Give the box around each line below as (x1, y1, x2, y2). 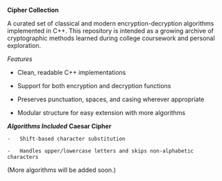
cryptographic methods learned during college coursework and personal (7, 34, 215, 42)
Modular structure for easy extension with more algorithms (17, 109, 186, 117)
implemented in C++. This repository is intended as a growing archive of (7, 27, 214, 35)
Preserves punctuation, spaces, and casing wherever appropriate (17, 95, 205, 103)
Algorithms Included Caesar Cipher (7, 122, 112, 130)
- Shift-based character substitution (7, 135, 126, 142)
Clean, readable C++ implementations (17, 69, 126, 76)
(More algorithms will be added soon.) (7, 166, 117, 174)
